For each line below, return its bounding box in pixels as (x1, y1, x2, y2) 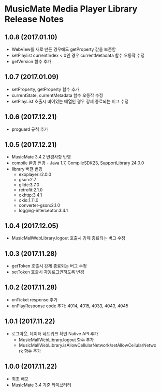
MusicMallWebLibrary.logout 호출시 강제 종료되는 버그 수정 (11, 235, 126, 241)
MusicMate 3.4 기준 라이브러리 (11, 382, 71, 388)
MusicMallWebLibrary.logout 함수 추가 (18, 337, 94, 343)
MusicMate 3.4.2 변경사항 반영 (11, 154, 71, 160)
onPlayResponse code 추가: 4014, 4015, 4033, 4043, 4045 (11, 303, 129, 309)
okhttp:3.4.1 (18, 192, 42, 198)
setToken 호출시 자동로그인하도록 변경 (11, 269, 84, 275)
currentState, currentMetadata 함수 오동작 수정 (11, 92, 103, 98)
